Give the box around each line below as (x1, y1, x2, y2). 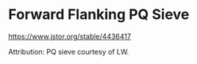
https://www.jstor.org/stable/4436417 (8, 32, 131, 41)
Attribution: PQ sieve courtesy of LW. (8, 47, 129, 56)
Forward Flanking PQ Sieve (8, 6, 190, 24)
